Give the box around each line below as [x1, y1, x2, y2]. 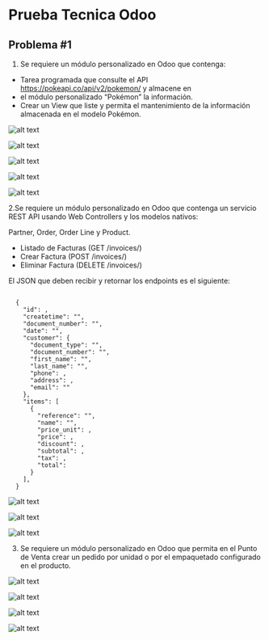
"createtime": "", [23, 313, 85, 321]
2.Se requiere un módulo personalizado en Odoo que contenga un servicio [8, 204, 257, 213]
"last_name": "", [29, 362, 89, 370]
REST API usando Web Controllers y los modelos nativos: [8, 212, 199, 221]
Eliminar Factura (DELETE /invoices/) [19, 260, 143, 270]
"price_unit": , [37, 426, 92, 434]
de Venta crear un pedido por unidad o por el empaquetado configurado [19, 552, 261, 562]
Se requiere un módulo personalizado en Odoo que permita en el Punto [19, 544, 258, 553]
